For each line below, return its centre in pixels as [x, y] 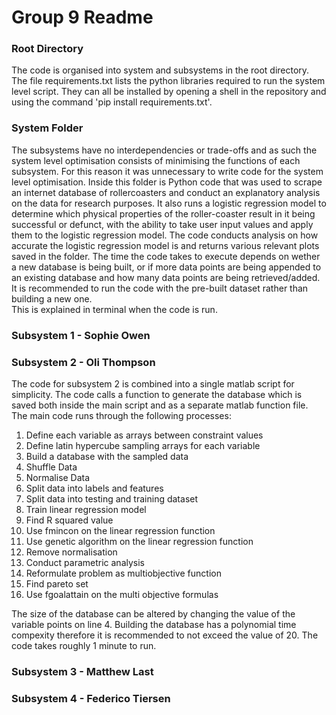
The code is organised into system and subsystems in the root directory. [160, 70]
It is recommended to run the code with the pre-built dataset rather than [160, 288]
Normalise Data [58, 477]
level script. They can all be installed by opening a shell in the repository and [169, 92]
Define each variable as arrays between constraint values [144, 435]
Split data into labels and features [94, 488]
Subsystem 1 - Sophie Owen [81, 335]
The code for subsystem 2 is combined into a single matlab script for [153, 384]
